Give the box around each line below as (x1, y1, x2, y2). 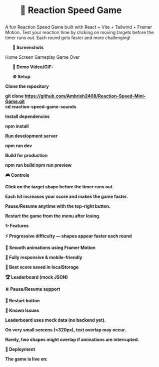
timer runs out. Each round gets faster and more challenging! (5, 35, 131, 41)
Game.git (5, 98, 25, 104)
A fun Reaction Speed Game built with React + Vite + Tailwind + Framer (5, 24, 152, 30)
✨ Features (5, 223, 29, 229)
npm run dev (5, 143, 32, 149)
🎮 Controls (5, 172, 29, 178)
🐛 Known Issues (5, 307, 39, 313)
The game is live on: (5, 356, 48, 362)
